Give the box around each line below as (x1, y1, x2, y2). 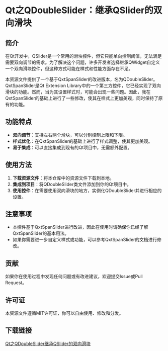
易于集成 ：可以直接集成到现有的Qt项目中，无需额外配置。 (12, 144, 132, 150)
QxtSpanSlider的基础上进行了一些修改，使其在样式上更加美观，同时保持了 (5, 95, 158, 101)
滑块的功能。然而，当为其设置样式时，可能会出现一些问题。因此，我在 (5, 89, 151, 95)
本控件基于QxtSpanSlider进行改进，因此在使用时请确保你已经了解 (12, 224, 148, 230)
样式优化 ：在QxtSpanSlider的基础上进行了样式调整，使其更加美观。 (12, 138, 153, 144)
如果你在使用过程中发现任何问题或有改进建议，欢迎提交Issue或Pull (5, 274, 143, 280)
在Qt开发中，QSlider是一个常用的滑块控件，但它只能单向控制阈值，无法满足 (5, 53, 162, 59)
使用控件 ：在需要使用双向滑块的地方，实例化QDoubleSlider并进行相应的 (12, 187, 162, 194)
